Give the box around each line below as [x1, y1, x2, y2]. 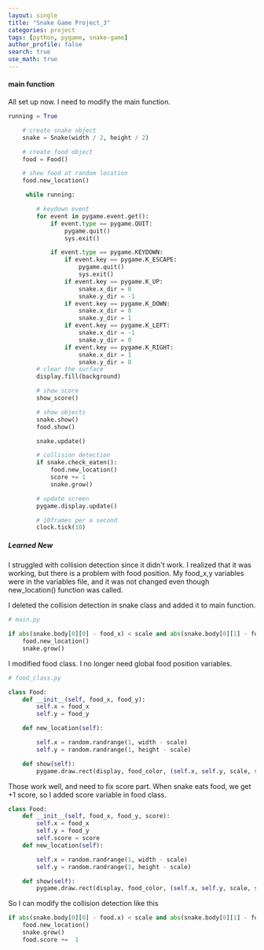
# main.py [8, 616, 41, 624]
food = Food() [22, 155, 68, 163]
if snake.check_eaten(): [36, 459, 118, 467]
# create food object [22, 148, 93, 156]
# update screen [36, 494, 90, 503]
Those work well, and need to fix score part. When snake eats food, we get [8, 781, 251, 790]
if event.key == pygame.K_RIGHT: [64, 343, 174, 351]
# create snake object [22, 127, 97, 134]
